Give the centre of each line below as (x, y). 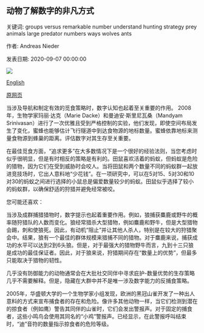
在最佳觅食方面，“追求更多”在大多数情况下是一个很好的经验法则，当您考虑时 (102, 151)
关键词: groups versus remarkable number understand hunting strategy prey (102, 27)
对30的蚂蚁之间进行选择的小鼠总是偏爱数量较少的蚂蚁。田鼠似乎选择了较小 (100, 181)
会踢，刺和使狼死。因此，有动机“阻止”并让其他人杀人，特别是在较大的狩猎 (99, 230)
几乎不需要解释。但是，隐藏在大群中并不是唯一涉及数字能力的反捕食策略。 (99, 280)
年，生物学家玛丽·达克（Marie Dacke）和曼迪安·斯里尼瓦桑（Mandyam (95, 115)
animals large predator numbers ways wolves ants (69, 33)
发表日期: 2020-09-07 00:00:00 (46, 59)
